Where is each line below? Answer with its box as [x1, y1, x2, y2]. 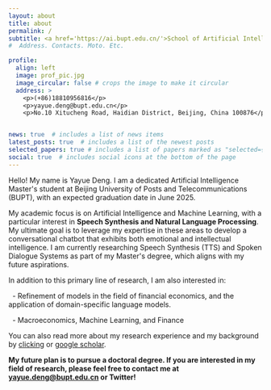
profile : [8, 57, 38, 65]
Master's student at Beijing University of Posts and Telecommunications [8, 183, 248, 194]
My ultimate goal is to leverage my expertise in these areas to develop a [8, 225, 248, 235]
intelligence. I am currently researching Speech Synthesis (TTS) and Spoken [8, 242, 262, 252]
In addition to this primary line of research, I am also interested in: [8, 275, 227, 285]
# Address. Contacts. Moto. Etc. [8, 42, 125, 50]
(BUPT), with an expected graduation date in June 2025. [8, 192, 196, 202]
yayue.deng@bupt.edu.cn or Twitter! [8, 372, 136, 382]
